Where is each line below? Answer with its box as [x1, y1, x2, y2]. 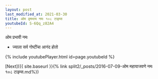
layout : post [5, 7, 32, 12]
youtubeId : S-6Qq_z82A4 [5, 21, 54, 26]
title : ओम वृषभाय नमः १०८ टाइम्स [5, 16, 63, 21]
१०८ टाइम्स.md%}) [5, 69, 39, 75]
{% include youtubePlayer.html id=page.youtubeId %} [5, 54, 115, 60]
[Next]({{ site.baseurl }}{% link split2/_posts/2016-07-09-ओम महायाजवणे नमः [5, 63, 153, 69]
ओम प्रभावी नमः [5, 34, 28, 40]
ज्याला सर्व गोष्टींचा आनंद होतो [12, 44, 58, 50]
